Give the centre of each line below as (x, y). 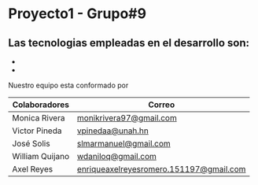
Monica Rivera (39, 118)
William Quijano (41, 156)
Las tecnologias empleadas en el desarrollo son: (129, 43)
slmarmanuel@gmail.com (124, 144)
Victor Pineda (37, 131)
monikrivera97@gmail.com (127, 118)
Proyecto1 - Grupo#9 (77, 14)
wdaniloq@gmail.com (117, 156)
